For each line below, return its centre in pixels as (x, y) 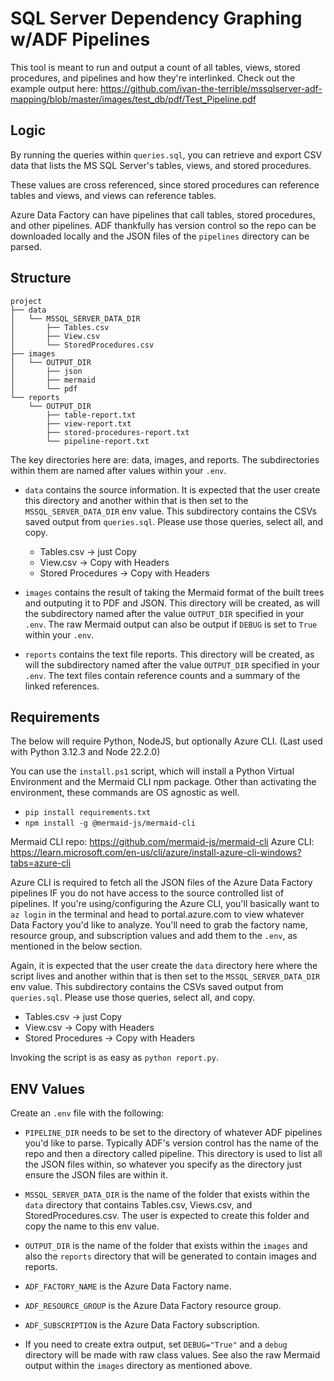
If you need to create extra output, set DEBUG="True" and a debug (156, 1344)
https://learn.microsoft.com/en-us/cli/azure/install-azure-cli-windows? (156, 853)
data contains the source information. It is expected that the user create (172, 489)
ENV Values (48, 1088)
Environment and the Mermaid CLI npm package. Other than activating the (163, 782)
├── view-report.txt (89, 423)
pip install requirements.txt (88, 813)
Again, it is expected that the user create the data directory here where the (164, 966)
